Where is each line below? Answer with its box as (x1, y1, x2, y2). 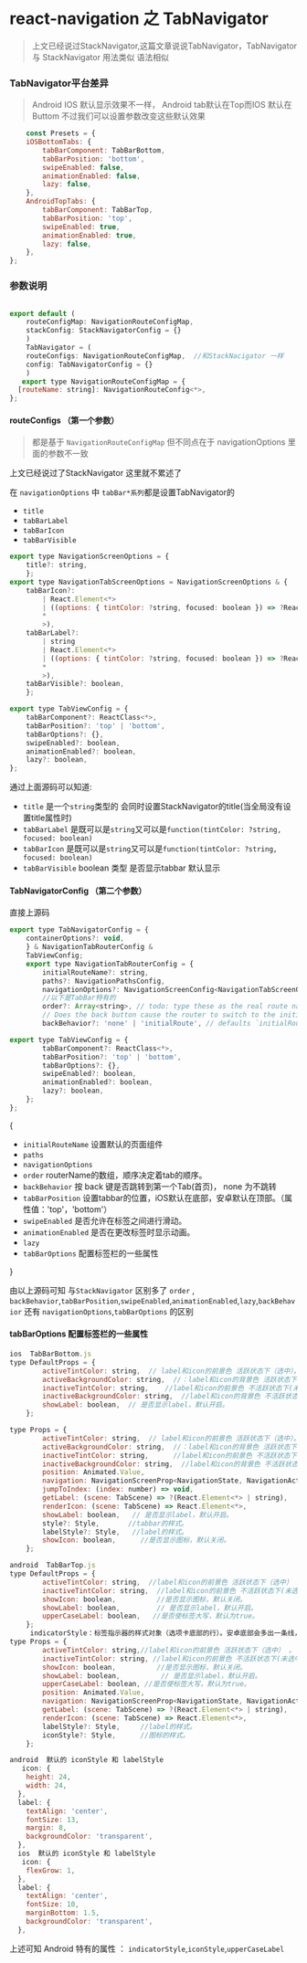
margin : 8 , (26, 1823, 68, 1832)
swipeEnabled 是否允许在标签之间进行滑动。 (22, 1215, 187, 1226)
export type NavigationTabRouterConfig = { (26, 959, 195, 968)
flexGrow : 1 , (26, 1865, 76, 1875)
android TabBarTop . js (9, 1561, 96, 1570)
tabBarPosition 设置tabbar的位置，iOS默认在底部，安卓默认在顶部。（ (22, 1192, 285, 1203)
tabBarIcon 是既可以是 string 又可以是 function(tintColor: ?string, (22, 843, 278, 854)
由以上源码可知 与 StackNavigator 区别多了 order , (9, 1284, 195, 1295)
